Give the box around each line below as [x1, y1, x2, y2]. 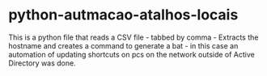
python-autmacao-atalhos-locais [8, 6, 239, 24]
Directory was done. [8, 58, 76, 68]
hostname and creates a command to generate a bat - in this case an [8, 40, 239, 50]
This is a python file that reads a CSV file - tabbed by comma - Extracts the [8, 32, 259, 42]
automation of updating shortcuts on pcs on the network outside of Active [8, 49, 255, 59]
